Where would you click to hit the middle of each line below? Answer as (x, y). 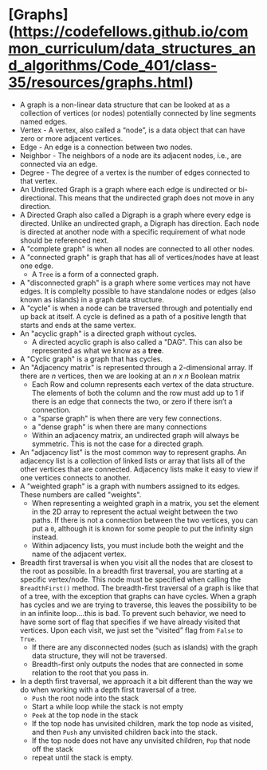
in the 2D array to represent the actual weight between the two (135, 511)
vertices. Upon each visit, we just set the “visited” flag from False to (131, 630)
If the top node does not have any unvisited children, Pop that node (141, 740)
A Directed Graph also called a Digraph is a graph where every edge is (135, 215)
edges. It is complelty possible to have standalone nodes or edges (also (138, 291)
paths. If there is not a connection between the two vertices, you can (145, 519)
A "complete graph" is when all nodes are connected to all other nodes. (137, 248)
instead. (45, 537)
